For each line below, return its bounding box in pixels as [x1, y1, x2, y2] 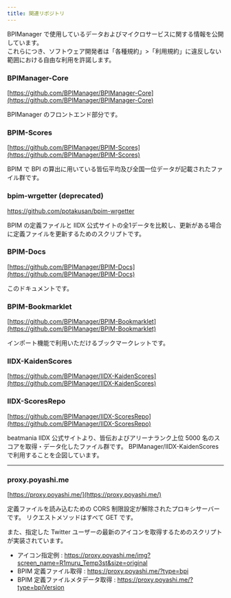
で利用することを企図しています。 [7, 451, 103, 459]
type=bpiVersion [16, 584, 65, 591]
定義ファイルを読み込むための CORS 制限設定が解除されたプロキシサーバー [7, 505, 220, 513]
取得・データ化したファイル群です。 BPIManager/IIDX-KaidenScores [25, 442, 219, 450]
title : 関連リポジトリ [7, 10, 65, 17]
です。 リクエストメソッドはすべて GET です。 [7, 513, 137, 521]
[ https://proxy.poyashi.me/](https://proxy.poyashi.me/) [7, 491, 162, 498]
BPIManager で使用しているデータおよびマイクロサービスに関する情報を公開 [7, 30, 224, 38]
